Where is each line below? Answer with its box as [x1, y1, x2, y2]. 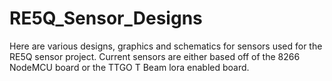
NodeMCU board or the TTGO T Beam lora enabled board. [9, 61, 250, 73]
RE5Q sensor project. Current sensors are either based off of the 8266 [9, 50, 301, 62]
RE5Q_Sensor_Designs [9, 7, 203, 30]
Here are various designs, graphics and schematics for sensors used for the [9, 40, 323, 52]
